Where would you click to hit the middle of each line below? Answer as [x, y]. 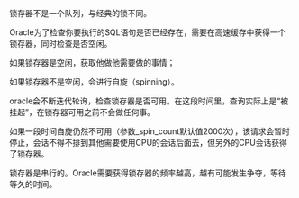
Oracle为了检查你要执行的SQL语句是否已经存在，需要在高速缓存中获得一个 [148, 32]
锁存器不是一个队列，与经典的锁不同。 [80, 13]
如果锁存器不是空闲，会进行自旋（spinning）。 [95, 82]
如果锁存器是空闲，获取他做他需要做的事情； [92, 63]
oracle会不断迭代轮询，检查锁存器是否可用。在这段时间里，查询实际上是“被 [149, 101]
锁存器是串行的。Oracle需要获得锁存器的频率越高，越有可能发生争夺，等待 [148, 173]
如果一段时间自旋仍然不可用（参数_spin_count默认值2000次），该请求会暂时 [149, 131]
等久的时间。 [33, 184]
